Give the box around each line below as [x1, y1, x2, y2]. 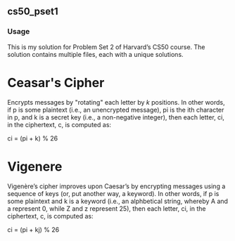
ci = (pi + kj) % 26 [7, 225, 60, 234]
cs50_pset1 [7, 6, 58, 18]
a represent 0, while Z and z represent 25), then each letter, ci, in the [7, 204, 206, 213]
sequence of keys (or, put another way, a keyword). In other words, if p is [7, 189, 220, 197]
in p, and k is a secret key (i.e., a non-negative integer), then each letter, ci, [7, 112, 225, 122]
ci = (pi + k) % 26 [7, 133, 58, 143]
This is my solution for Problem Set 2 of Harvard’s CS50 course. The [7, 42, 205, 51]
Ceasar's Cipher [7, 74, 105, 91]
